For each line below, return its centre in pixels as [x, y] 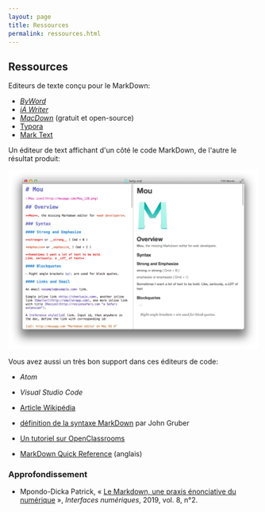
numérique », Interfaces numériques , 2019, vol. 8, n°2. [109, 500]
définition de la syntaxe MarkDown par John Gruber [104, 423]
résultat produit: [35, 159]
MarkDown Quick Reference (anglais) [81, 454]
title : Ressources [38, 25]
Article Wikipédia [48, 408]
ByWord [33, 101]
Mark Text [36, 135]
